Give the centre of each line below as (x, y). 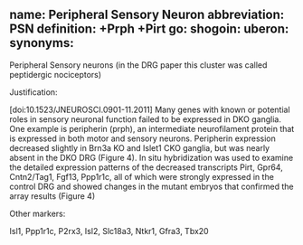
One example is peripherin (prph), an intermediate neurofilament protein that (152, 128)
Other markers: (38, 213)
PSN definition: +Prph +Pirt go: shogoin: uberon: (149, 29)
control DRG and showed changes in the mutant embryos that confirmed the (151, 186)
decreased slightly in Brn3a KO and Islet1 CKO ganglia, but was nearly (139, 147)
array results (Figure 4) (52, 196)
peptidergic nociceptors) (56, 74)
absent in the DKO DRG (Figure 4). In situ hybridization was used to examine (151, 157)
